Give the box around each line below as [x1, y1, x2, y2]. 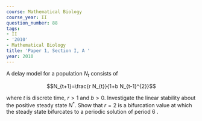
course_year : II [6, 14, 47, 20]
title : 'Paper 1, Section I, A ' [6, 48, 90, 54]
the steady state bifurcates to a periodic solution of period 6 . [6, 108, 159, 116]
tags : [6, 25, 20, 32]
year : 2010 [6, 53, 34, 59]
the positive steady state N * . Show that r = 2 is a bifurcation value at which [6, 101, 192, 109]
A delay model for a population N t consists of [6, 69, 119, 78]
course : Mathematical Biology [6, 8, 83, 15]
